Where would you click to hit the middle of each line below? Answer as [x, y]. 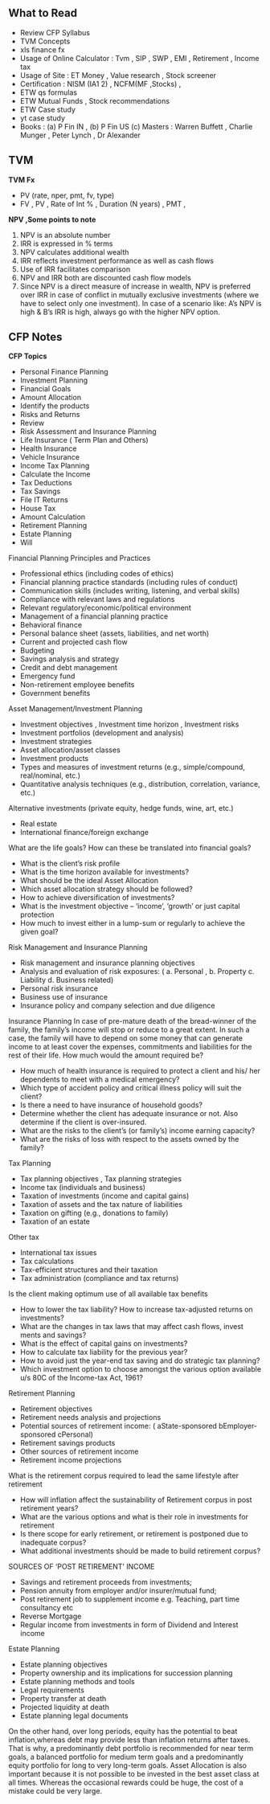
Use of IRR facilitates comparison [75, 269]
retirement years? [49, 1508]
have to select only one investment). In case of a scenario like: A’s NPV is [141, 303]
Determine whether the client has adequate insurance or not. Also [129, 1114]
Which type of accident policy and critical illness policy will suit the [131, 1088]
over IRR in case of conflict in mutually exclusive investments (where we [139, 295]
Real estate [39, 824]
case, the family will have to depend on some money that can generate [126, 1038]
